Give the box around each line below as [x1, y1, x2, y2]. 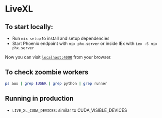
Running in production [5, 94, 74, 103]
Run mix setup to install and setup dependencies [12, 35, 110, 41]
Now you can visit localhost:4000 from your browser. [5, 54, 112, 60]
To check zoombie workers [5, 68, 89, 76]
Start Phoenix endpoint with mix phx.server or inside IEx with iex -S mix [12, 41, 158, 46]
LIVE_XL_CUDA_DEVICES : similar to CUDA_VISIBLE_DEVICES [12, 107, 127, 113]
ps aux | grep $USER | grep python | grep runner [5, 81, 108, 86]
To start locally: [5, 23, 53, 31]
